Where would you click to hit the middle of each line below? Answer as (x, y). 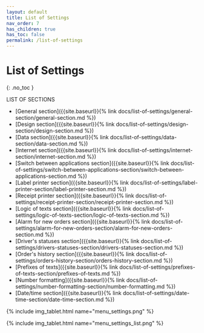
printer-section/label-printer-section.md (65, 189)
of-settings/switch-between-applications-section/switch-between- (100, 169)
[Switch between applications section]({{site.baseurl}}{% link (92, 163)
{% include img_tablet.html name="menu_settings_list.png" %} (85, 323)
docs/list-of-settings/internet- (155, 150)
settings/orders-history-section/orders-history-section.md (89, 260)
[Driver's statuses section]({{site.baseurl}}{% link (77, 241)
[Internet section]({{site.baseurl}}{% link (66, 150)
